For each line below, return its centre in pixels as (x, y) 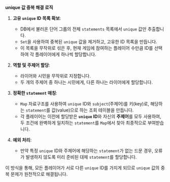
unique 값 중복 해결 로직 (29, 7)
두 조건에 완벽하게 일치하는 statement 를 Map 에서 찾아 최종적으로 (83, 123)
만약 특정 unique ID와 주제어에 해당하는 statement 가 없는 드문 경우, (87, 151)
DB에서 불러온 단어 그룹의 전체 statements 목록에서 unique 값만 (83, 29)
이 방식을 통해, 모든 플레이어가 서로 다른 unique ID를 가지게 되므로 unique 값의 (82, 168)
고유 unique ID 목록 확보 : (37, 18)
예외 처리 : (22, 140)
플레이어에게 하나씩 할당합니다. (66, 54)
